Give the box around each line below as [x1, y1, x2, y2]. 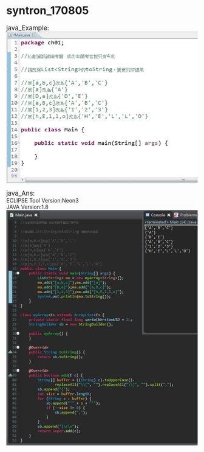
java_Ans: [6, 189, 35, 198]
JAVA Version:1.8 [6, 203, 49, 210]
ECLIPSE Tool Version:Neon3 [6, 197, 79, 204]
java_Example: [6, 24, 50, 32]
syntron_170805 [6, 4, 89, 18]
